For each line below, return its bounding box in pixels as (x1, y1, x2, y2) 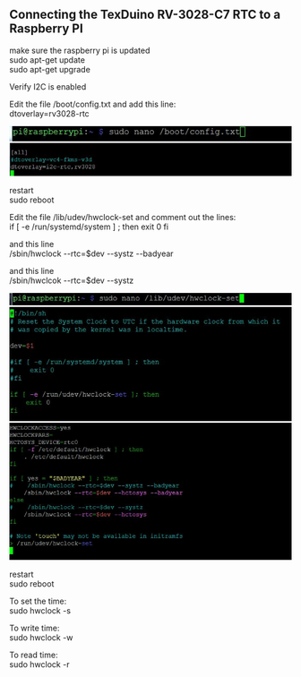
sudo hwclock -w (9, 631, 73, 643)
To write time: (9, 622, 60, 633)
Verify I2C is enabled (9, 81, 87, 92)
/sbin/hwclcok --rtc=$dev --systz (9, 275, 134, 286)
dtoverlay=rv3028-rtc (9, 107, 90, 119)
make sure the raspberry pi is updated (9, 45, 150, 56)
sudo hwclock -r (9, 658, 70, 670)
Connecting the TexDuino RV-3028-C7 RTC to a (9, 7, 280, 22)
